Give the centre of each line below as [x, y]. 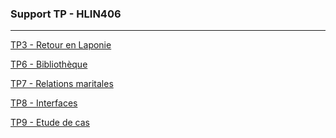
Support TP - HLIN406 [66, 14]
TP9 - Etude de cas [50, 123]
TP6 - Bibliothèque [49, 64]
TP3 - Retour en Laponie [61, 45]
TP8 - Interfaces [44, 103]
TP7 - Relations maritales [62, 84]
